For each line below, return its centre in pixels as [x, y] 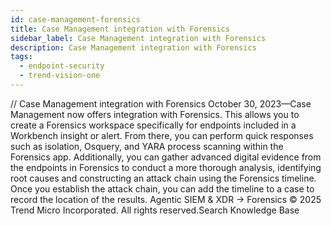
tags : [21, 57]
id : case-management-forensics [75, 19]
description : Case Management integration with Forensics [133, 47]
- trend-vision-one [60, 76]
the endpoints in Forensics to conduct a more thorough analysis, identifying [166, 167]
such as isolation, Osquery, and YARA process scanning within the [147, 146]
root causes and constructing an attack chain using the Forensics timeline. [163, 178]
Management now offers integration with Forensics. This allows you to [155, 114]
